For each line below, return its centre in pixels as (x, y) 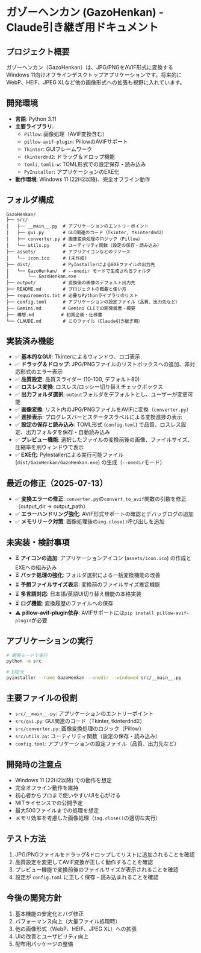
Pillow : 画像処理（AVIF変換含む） (66, 134)
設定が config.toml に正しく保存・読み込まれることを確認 (87, 877)
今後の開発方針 (34, 898)
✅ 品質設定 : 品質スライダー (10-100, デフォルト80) (77, 379)
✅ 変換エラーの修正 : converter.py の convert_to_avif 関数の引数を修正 (100, 499)
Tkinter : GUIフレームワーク (58, 149)
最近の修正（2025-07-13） (57, 483)
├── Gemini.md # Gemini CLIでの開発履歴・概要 (71, 308)
